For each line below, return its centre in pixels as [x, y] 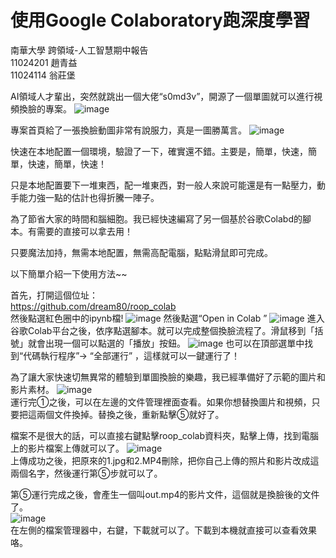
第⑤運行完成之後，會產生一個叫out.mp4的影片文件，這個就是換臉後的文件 [165, 494]
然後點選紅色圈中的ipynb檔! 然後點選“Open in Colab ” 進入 [167, 318]
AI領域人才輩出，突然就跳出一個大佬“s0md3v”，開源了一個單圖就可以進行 [162, 96]
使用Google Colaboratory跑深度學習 [160, 20]
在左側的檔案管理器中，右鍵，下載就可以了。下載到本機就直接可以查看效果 [163, 530]
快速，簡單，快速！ [67, 163]
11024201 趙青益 [44, 62]
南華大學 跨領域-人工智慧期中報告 [79, 50]
